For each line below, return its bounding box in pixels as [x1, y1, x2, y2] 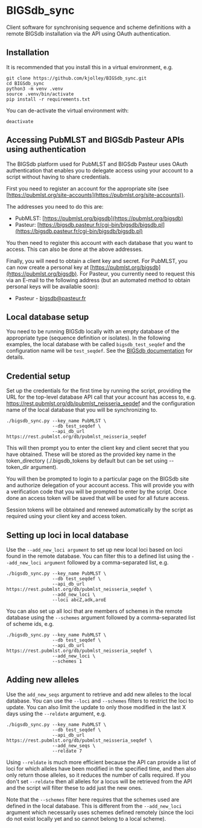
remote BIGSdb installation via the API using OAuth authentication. [6, 30, 171, 37]
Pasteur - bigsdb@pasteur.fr [14, 294, 86, 302]
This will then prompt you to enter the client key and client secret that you [6, 444, 189, 452]
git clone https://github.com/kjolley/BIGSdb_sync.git [6, 75, 147, 81]
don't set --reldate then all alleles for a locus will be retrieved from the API [6, 777, 192, 785]
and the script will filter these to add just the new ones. [6, 784, 143, 791]
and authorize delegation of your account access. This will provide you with [6, 482, 195, 489]
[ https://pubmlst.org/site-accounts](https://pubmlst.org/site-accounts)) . [6, 191, 185, 198]
